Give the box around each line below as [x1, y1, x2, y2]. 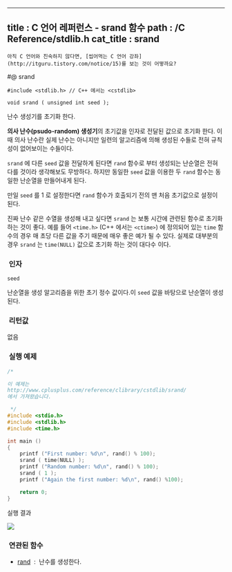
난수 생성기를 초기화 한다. [7, 112, 76, 120]
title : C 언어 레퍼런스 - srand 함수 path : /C [7, 22, 185, 34]
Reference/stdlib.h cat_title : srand [7, 33, 160, 45]
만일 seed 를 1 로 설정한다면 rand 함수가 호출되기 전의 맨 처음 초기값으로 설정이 [7, 191, 218, 199]
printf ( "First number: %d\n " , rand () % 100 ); [19, 450, 156, 457]
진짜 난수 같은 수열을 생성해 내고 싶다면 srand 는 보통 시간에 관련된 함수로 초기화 [7, 214, 223, 222]
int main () [7, 437, 41, 445]
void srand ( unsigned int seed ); [7, 99, 110, 106]
